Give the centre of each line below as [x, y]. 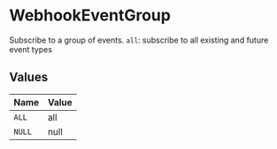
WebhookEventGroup [90, 16]
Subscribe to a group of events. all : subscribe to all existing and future [139, 40]
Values [29, 78]
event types [31, 49]
